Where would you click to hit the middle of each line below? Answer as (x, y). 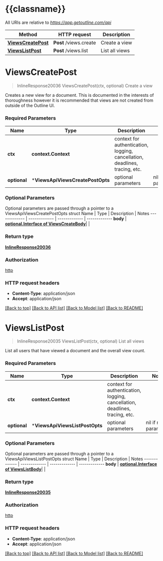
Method (28, 34)
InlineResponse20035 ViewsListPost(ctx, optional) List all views (81, 341)
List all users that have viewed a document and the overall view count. (75, 351)
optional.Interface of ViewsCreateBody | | (48, 224)
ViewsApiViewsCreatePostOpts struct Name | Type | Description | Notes (77, 214)
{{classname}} (35, 9)
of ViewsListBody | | (25, 469)
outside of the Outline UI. (30, 105)
